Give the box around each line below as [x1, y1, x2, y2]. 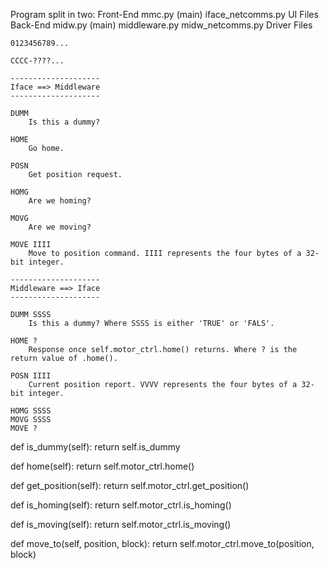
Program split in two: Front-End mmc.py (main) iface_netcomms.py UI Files [10, 9, 319, 20]
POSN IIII [10, 371, 52, 381]
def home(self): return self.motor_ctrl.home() [10, 460, 195, 472]
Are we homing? [28, 196, 92, 206]
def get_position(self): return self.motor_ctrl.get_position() [10, 480, 250, 491]
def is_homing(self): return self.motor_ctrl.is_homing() [10, 499, 232, 511]
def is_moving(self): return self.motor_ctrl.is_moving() [10, 519, 232, 530]
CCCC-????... [10, 56, 65, 66]
